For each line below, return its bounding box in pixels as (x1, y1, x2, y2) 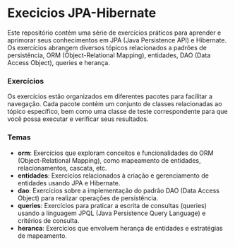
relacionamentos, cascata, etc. (17, 163, 107, 172)
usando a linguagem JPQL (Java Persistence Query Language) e (17, 209, 206, 217)
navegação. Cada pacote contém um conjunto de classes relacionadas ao (7, 100, 222, 108)
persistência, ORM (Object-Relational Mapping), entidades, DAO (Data (7, 51, 211, 59)
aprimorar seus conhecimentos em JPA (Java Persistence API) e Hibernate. (7, 35, 227, 44)
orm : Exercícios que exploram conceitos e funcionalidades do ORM (17, 149, 214, 157)
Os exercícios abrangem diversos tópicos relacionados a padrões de (7, 43, 207, 52)
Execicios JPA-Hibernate (7, 5, 157, 21)
